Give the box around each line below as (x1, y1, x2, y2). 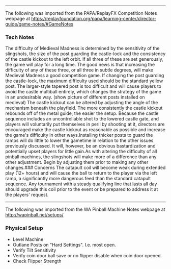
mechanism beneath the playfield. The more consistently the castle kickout (5, 105, 163, 111)
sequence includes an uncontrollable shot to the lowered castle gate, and (5, 116, 159, 122)
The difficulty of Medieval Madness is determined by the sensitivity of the (5, 45, 160, 52)
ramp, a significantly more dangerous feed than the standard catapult (5, 176, 151, 182)
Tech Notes (5, 34, 35, 41)
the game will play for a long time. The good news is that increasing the (5, 62, 155, 68)
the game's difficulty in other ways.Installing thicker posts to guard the (5, 132, 153, 138)
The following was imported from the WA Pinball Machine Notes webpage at (5, 206, 165, 212)
